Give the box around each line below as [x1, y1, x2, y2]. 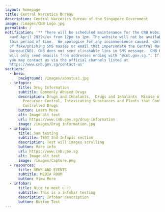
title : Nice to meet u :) [18, 185, 71, 190]
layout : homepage [5, 7, 41, 12]
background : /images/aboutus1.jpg [18, 76, 89, 81]
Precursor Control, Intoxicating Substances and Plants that [23, 99, 151, 104]
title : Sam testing [18, 131, 58, 136]
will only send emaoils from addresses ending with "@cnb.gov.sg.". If [9, 53, 160, 58]
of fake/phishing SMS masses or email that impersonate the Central [9, 44, 153, 49]
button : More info [18, 145, 56, 150]
